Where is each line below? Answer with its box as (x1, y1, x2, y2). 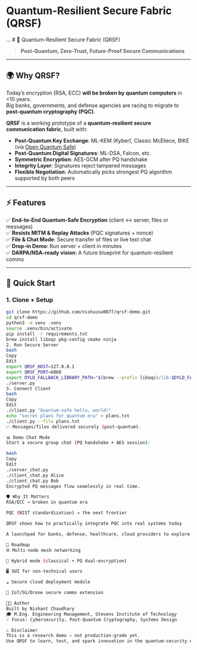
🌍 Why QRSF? (6, 71, 60, 81)
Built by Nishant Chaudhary (6, 605, 75, 612)
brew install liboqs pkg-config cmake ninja (6, 336, 117, 342)
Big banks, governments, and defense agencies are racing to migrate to (6, 102, 179, 109)
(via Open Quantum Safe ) (14, 143, 76, 150)
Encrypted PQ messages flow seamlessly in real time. (6, 483, 141, 489)
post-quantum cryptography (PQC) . (6, 108, 96, 115)
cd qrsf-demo (6, 314, 38, 321)
